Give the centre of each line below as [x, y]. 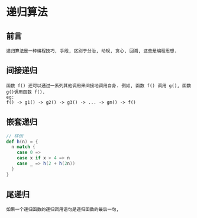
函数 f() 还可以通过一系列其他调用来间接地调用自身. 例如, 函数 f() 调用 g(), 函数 [98, 86]
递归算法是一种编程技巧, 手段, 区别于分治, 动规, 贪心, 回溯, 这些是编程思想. [92, 51]
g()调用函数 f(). [26, 92]
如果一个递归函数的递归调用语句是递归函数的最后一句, [63, 210]
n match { [23, 147]
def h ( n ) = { [22, 142]
